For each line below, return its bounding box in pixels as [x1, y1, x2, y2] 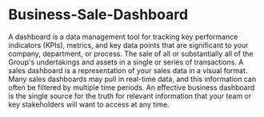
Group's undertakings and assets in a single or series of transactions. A [8, 57, 244, 67]
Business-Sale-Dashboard [8, 6, 189, 24]
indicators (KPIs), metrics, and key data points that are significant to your [8, 40, 249, 49]
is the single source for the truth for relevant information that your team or [8, 91, 252, 100]
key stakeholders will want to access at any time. [8, 99, 170, 109]
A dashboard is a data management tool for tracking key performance [8, 32, 238, 41]
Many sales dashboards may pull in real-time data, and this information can [8, 74, 257, 84]
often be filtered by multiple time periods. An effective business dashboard [8, 82, 255, 92]
